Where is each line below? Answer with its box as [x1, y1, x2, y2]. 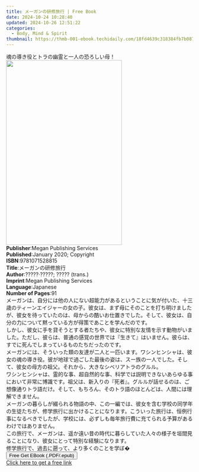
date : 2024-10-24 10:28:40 [6, 14, 73, 20]
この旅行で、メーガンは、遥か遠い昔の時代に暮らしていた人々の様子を [6, 430, 178, 437]
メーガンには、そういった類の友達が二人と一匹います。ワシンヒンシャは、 [6, 348, 188, 355]
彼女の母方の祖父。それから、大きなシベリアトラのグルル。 [16, 363, 162, 370]
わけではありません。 [6, 422, 58, 429]
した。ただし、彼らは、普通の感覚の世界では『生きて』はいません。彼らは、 [6, 334, 193, 341]
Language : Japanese [6, 283, 57, 290]
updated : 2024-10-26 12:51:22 [6, 20, 81, 25]
